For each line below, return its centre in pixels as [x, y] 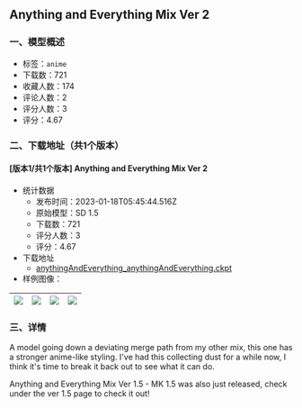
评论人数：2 [44, 97]
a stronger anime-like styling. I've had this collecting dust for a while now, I [147, 357]
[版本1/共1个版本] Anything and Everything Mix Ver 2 [109, 168]
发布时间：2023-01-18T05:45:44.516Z [106, 201]
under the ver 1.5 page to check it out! [80, 394]
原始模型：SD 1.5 [67, 213]
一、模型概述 [37, 42]
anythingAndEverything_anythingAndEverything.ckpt [133, 267]
